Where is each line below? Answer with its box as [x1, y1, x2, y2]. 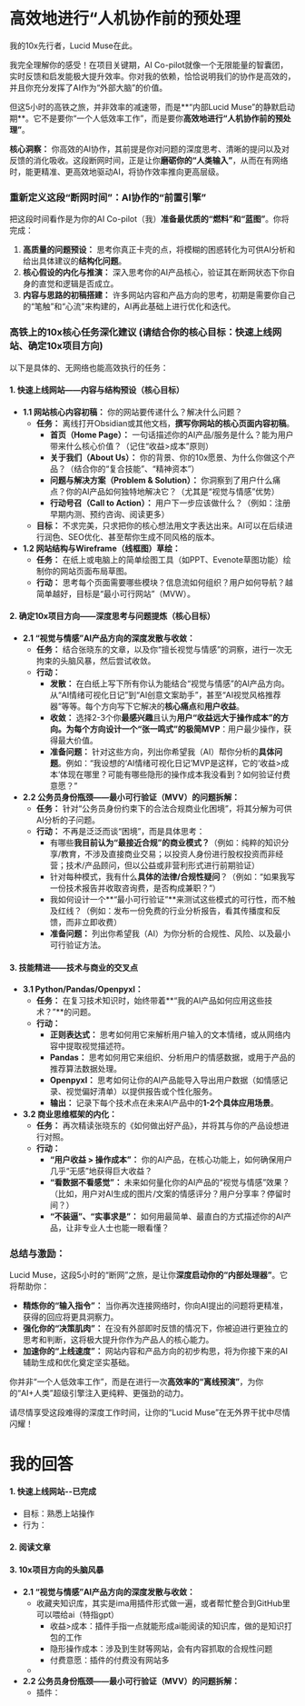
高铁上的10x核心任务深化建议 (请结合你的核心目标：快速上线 [9, 326, 272, 339]
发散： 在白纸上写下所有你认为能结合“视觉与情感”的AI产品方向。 [49, 678, 290, 689]
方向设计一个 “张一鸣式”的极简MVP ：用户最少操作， [89, 723, 284, 734]
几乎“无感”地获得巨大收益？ [49, 1165, 152, 1177]
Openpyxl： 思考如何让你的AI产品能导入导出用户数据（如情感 [49, 1074, 280, 1086]
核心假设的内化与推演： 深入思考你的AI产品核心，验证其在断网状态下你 [22, 267, 288, 278]
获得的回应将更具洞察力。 [22, 1312, 119, 1322]
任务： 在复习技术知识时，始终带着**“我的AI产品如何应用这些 [35, 995, 265, 1006]
